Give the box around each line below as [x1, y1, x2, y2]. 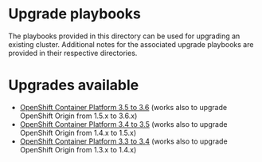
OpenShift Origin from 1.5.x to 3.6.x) [19, 111, 138, 121]
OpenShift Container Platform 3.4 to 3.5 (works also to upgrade [19, 119, 228, 128]
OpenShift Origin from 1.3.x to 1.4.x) [19, 144, 137, 154]
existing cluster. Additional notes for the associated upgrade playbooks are [8, 39, 254, 49]
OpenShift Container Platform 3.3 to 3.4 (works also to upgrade [19, 136, 229, 146]
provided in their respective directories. [8, 48, 138, 57]
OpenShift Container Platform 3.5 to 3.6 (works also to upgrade [19, 102, 228, 112]
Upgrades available [8, 77, 139, 94]
